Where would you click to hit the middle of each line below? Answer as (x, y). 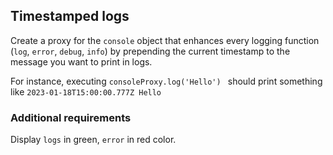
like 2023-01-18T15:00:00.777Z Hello (86, 91)
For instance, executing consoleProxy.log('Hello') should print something (166, 81)
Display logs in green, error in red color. (93, 140)
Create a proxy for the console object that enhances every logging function (165, 40)
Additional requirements (71, 117)
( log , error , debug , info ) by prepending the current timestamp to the (150, 51)
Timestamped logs (70, 16)
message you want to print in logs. (81, 61)
